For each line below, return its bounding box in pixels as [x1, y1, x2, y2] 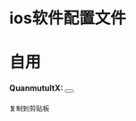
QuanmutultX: [9, 82, 64, 93]
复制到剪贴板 [9, 104, 50, 113]
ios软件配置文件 [9, 8, 127, 28]
